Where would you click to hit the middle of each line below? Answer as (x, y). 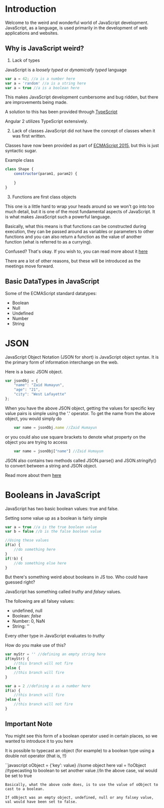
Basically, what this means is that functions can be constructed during (76, 226)
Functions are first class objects (44, 196)
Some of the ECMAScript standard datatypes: (51, 293)
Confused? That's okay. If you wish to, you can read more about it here (76, 251)
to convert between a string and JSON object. (51, 465)
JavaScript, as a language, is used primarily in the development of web (76, 27)
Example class (20, 160)
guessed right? (20, 582)
